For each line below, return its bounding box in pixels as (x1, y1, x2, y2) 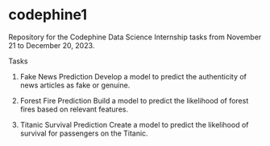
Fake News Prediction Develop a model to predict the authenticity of (19, 71, 247, 81)
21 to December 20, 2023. (8, 40, 95, 50)
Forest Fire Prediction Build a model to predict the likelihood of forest (19, 95, 249, 105)
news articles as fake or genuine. (19, 80, 131, 90)
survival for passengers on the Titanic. (19, 128, 148, 138)
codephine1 (8, 6, 87, 24)
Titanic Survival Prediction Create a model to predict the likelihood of (19, 120, 249, 129)
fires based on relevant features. (19, 104, 129, 114)
